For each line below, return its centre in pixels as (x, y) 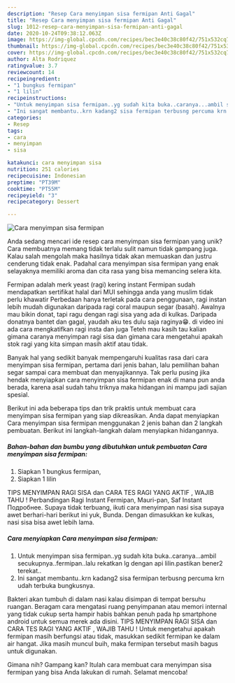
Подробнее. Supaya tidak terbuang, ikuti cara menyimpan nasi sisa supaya (116, 508)
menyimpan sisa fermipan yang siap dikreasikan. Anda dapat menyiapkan (113, 416)
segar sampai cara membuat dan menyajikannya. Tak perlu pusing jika (108, 373)
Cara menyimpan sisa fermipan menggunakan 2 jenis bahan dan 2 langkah (115, 423)
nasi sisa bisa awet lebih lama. (51, 522)
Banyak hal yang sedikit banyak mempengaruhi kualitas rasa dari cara (108, 358)
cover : (17, 53)
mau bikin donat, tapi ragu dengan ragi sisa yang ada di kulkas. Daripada (112, 315)
